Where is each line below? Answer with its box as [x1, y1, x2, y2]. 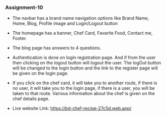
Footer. [12, 35, 27, 41]
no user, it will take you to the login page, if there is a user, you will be [12, 85, 155, 91]
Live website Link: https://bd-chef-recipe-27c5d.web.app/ [12, 106, 132, 112]
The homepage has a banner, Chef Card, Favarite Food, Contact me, [12, 30, 153, 36]
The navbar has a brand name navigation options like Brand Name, [12, 15, 149, 21]
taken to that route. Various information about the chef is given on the [12, 91, 155, 97]
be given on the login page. [12, 70, 69, 76]
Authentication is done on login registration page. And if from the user [12, 55, 156, 60]
